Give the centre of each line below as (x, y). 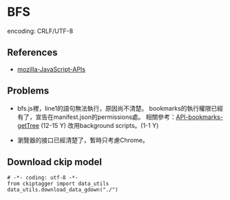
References (32, 53)
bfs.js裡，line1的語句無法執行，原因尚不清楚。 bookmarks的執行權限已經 (120, 108)
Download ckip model (54, 162)
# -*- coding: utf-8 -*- (43, 178)
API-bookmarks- (199, 117)
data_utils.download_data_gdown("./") (63, 190)
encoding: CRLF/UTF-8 (40, 31)
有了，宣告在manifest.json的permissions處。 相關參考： (97, 117)
